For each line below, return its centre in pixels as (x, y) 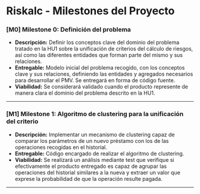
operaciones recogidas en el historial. (61, 147)
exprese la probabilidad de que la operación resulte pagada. (88, 179)
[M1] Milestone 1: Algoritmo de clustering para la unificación (95, 114)
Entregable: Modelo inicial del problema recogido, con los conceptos (100, 68)
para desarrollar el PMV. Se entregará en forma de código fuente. (95, 80)
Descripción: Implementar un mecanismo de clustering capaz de (95, 134)
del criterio (22, 121)
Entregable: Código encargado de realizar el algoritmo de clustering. (99, 154)
